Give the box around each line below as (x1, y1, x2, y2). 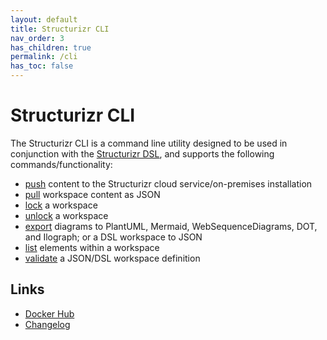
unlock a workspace (24, 209, 109, 221)
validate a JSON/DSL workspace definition (24, 252, 201, 264)
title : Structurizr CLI (10, 24, 110, 34)
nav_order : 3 (10, 33, 65, 43)
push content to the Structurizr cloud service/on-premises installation (24, 177, 313, 190)
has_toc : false (10, 61, 74, 71)
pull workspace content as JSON (24, 188, 161, 200)
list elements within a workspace (24, 241, 160, 253)
